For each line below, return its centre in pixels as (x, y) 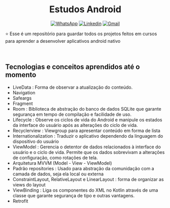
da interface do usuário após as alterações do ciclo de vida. (75, 125)
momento (21, 75)
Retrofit (20, 201)
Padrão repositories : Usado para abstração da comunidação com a (83, 168)
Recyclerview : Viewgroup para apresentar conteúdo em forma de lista (87, 131)
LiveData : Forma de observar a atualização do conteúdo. (73, 87)
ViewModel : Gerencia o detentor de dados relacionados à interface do (87, 147)
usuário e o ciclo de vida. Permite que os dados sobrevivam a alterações (89, 152)
